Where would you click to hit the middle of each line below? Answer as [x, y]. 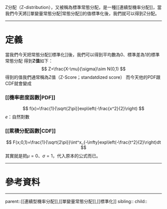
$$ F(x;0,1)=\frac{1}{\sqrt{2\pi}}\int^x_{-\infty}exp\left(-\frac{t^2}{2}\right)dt [83, 142]
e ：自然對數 [17, 117]
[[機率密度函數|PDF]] [30, 97]
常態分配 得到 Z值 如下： [29, 60]
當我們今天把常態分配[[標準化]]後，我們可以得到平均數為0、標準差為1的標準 [83, 54]
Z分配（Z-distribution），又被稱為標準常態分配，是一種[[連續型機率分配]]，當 [83, 7]
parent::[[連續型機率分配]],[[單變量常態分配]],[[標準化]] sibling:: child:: [76, 202]
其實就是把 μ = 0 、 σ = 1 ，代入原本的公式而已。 [53, 156]
